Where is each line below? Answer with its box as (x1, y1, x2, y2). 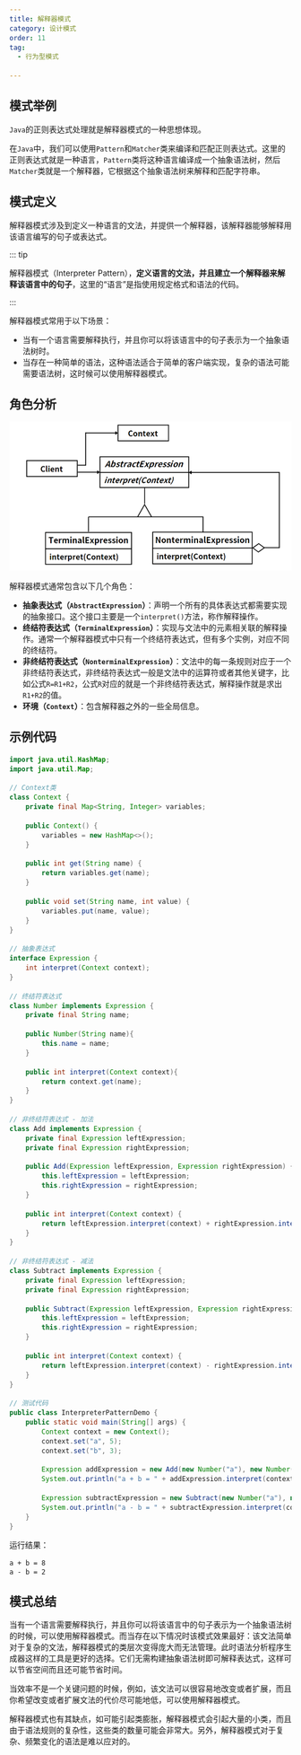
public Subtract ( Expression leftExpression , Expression (25, 1304, 239, 1313)
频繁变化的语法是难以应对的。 (24, 1736, 135, 1747)
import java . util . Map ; (9, 764, 94, 774)
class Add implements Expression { (9, 1124, 142, 1133)
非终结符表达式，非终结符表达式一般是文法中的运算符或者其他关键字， (21, 667, 282, 678)
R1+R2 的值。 (21, 689, 67, 700)
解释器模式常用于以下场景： (9, 315, 112, 326)
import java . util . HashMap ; (9, 755, 110, 764)
